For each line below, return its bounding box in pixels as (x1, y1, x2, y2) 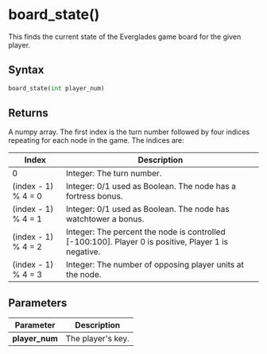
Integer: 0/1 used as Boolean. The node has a (66, 181, 237, 192)
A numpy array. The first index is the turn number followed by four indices (8, 127, 250, 137)
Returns (8, 106, 49, 120)
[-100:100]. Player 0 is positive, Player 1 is (66, 237, 229, 248)
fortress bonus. (66, 190, 123, 202)
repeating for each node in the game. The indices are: (8, 136, 184, 145)
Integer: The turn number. (66, 168, 162, 179)
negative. (66, 246, 101, 257)
